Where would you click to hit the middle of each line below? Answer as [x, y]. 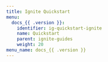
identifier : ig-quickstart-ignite [59, 28]
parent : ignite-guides [45, 39]
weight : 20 [30, 45]
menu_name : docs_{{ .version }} [46, 50]
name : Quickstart [38, 34]
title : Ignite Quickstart [38, 12]
